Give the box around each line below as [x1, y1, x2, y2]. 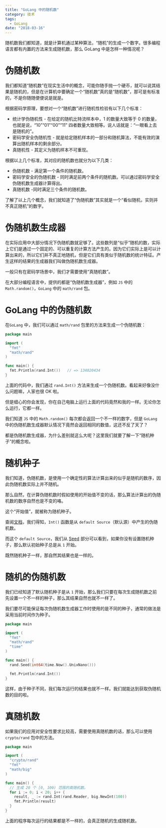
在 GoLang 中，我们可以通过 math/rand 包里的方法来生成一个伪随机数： [5, 322, 146, 328]
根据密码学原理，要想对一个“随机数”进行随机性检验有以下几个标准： [5, 105, 143, 111]
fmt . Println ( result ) [14, 799, 56, 804]
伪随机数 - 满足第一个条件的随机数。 [12, 168, 86, 174]
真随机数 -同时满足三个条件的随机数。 [12, 187, 90, 193]
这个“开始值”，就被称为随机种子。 [5, 508, 74, 514]
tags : [5, 16, 16, 21]
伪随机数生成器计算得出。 [12, 180, 65, 186]
